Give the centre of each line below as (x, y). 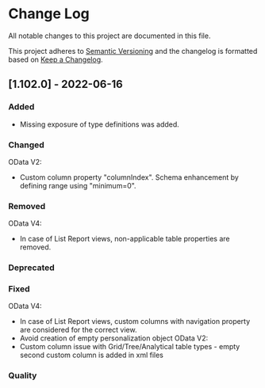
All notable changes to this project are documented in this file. (109, 36)
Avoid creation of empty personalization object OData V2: (114, 338)
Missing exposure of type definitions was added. (100, 124)
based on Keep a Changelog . (56, 59)
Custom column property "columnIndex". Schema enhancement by (129, 177)
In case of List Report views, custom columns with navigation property (135, 321)
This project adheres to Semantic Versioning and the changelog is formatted (133, 51)
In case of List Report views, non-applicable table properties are (125, 239)
